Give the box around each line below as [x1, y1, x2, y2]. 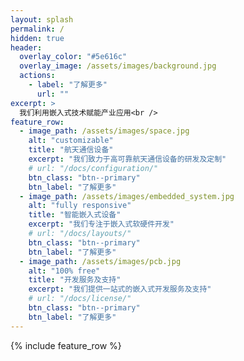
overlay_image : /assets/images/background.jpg [19, 61, 217, 71]
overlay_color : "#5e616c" [19, 52, 128, 62]
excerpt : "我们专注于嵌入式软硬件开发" [28, 219, 175, 230]
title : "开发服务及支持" [28, 275, 122, 285]
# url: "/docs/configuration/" [28, 163, 159, 173]
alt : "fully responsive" [28, 201, 132, 211]
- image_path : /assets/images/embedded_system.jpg [19, 191, 235, 201]
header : [10, 42, 43, 53]
